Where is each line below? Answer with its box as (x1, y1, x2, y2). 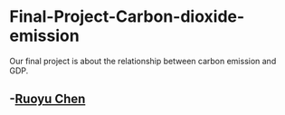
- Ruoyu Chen (9, 91, 86, 107)
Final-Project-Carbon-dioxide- (9, 6, 245, 27)
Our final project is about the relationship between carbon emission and (9, 55, 277, 66)
